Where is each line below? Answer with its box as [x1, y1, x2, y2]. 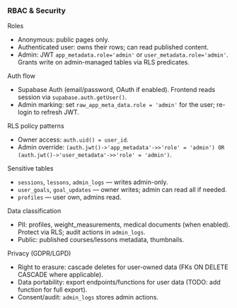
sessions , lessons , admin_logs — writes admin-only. [17, 178, 168, 186]
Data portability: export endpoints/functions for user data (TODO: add [17, 278, 221, 287]
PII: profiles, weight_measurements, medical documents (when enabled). [17, 220, 231, 229]
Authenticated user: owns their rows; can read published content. [17, 43, 209, 52]
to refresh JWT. [33, 108, 80, 117]
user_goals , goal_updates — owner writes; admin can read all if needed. [17, 186, 228, 194]
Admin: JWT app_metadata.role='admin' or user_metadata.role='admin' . [17, 50, 229, 59]
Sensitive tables [7, 164, 54, 173]
